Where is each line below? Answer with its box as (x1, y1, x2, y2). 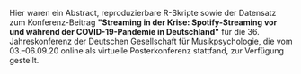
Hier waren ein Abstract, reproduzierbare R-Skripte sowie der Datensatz (9, 8, 277, 18)
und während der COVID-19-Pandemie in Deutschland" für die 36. (9, 27, 261, 37)
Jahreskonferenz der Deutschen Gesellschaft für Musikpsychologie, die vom (9, 36, 293, 46)
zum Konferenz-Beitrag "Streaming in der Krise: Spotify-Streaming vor (9, 17, 278, 28)
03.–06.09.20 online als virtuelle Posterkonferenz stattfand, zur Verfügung (9, 45, 285, 56)
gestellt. (9, 55, 40, 65)
